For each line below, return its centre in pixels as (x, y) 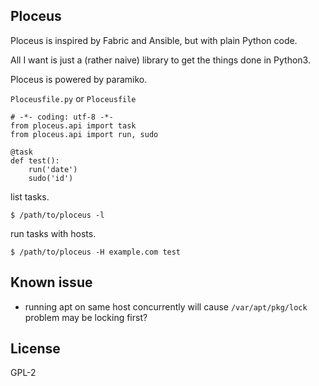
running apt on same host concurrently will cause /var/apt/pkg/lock (166, 306)
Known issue (51, 282)
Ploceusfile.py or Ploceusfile (73, 98)
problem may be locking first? (86, 317)
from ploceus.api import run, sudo (84, 134)
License (35, 349)
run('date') (53, 169)
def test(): (35, 160)
